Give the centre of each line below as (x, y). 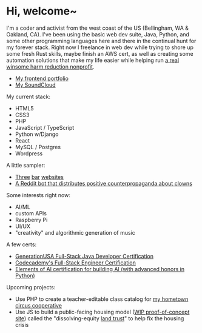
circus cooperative (39, 305)
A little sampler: (26, 165)
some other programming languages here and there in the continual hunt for (101, 41)
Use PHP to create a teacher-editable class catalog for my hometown (102, 299)
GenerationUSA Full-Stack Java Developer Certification (84, 256)
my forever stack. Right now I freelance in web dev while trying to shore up (100, 47)
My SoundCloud (35, 85)
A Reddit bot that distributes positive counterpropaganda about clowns (104, 183)
